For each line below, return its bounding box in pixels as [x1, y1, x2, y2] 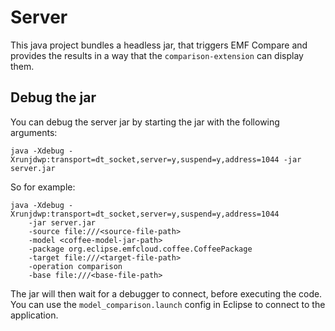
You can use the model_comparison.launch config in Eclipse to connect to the [10, 298, 326, 310]
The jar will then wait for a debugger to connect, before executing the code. [10, 287, 323, 300]
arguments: [10, 126, 58, 138]
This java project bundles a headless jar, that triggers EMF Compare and [10, 39, 308, 51]
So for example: [10, 181, 76, 193]
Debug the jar [10, 89, 97, 106]
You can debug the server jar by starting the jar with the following [10, 116, 280, 128]
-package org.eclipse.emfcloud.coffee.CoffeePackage [28, 244, 253, 254]
